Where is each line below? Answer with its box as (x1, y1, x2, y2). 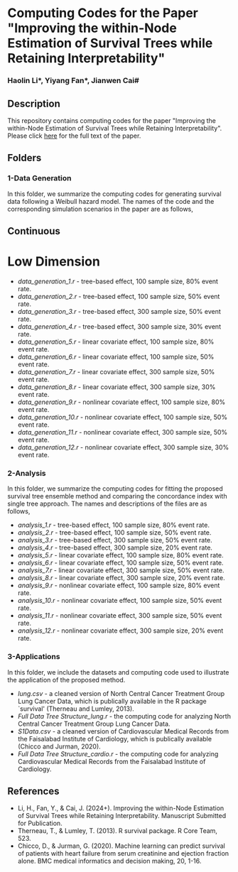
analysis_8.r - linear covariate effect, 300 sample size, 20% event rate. (17, 574, 225, 582)
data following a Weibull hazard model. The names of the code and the (7, 197, 215, 205)
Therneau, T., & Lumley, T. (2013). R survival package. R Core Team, (17, 827, 218, 835)
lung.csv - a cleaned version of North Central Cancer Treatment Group (17, 689, 225, 697)
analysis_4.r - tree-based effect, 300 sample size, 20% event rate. (17, 543, 213, 552)
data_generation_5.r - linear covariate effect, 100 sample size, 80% (17, 337, 215, 346)
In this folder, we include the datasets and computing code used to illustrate (7, 667, 229, 676)
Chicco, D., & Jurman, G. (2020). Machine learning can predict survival (17, 841, 225, 850)
